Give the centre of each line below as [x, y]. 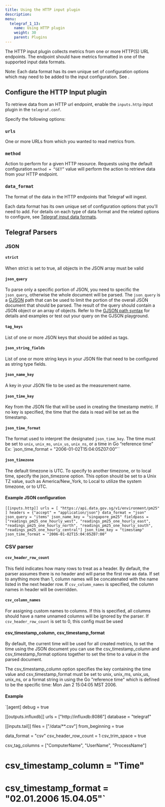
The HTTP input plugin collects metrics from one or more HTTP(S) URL [77, 51]
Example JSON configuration [35, 498]
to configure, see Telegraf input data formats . [51, 217]
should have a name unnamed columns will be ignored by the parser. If [77, 616]
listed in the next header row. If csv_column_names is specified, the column [80, 584]
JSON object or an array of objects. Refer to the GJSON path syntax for [78, 311]
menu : [11, 19]
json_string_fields [25, 348]
